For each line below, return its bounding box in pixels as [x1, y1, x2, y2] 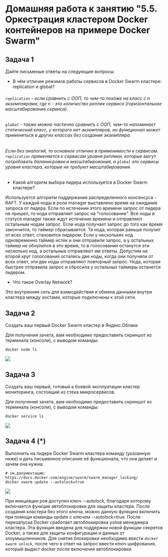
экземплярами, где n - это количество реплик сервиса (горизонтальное [5, 100, 162, 106]
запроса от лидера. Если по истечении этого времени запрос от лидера [5, 205, 161, 212]
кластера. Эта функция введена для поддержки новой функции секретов [5, 524, 163, 530]
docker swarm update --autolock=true [5, 479, 85, 484]
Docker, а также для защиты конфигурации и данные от [5, 530, 125, 536]
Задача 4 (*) [5, 437, 46, 446]
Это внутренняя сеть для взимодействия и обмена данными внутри [5, 289, 152, 295]
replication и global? [12, 84, 55, 90]
